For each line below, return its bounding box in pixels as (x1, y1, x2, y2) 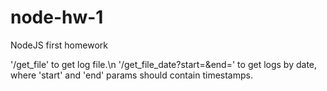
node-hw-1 (10, 6, 104, 29)
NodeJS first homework (10, 39, 108, 51)
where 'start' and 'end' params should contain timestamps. (10, 69, 253, 81)
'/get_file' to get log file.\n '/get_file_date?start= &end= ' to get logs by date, (10, 58, 318, 70)
